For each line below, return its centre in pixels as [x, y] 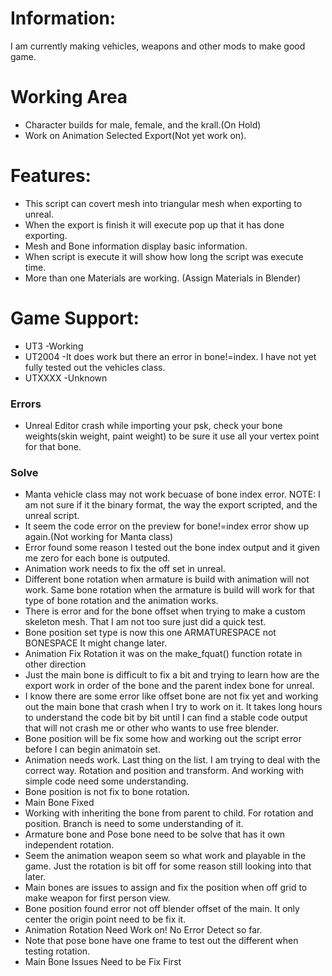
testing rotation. [57, 951]
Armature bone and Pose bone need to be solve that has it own [155, 834]
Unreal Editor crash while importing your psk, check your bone [153, 426]
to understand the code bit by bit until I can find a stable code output [166, 718]
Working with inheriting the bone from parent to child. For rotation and [169, 813]
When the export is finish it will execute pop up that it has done [154, 224]
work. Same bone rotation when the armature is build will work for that [169, 590]
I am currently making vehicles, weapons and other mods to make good [158, 46]
